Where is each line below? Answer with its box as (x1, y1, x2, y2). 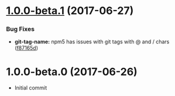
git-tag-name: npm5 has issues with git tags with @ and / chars (14, 38, 170, 45)
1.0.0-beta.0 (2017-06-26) (6, 65, 138, 78)
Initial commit (14, 84, 47, 91)
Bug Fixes (6, 25, 35, 33)
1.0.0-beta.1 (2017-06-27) (6, 4, 134, 18)
